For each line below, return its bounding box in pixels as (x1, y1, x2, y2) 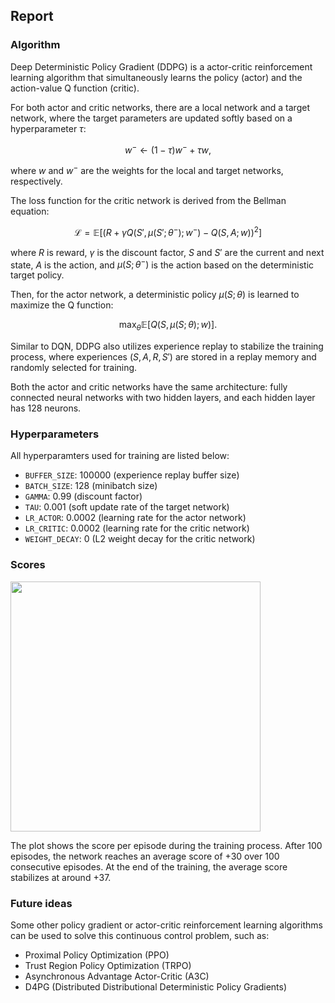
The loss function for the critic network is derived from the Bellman (10, 195, 287, 206)
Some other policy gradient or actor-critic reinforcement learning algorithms (10, 919, 323, 931)
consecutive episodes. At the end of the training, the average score (10, 860, 288, 873)
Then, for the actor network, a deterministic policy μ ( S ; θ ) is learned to (10, 289, 300, 301)
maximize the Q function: (10, 299, 114, 311)
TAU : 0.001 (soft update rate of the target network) (24, 501, 230, 513)
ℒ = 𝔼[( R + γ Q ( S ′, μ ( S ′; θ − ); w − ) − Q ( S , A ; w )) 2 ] (73, 225, 263, 238)
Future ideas (10, 896, 73, 910)
